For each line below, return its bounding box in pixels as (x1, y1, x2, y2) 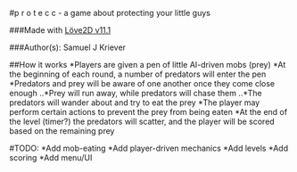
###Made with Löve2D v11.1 (9, 25, 111, 35)
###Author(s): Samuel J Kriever (9, 42, 127, 53)
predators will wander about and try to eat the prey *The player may (9, 97, 260, 108)
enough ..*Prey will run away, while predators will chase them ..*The (9, 88, 262, 98)
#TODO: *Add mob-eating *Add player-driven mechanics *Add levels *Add (9, 143, 289, 153)
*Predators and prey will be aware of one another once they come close (9, 78, 275, 88)
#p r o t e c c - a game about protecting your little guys (9, 8, 211, 18)
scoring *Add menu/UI (9, 152, 93, 163)
